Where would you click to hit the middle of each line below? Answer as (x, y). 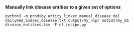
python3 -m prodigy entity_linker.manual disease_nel (63, 16)
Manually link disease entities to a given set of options (63, 7)
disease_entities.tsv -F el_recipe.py (46, 25)
